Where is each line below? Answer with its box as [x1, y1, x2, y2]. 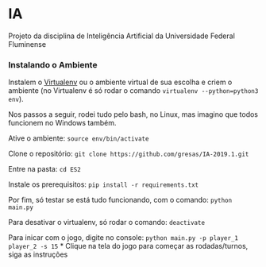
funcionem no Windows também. [8, 118, 117, 128]
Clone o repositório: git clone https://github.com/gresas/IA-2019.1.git [8, 149, 249, 159]
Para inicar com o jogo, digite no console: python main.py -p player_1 [8, 233, 238, 242]
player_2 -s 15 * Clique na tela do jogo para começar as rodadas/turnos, [8, 242, 249, 251]
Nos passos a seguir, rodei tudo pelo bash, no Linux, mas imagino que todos [8, 110, 259, 119]
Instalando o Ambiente [8, 59, 98, 70]
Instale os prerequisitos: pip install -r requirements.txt [8, 180, 199, 189]
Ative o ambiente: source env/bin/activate [8, 133, 149, 143]
